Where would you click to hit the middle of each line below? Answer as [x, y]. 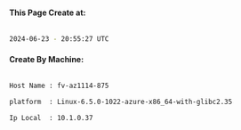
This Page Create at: [48, 12]
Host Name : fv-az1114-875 [59, 86]
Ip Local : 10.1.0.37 [51, 118]
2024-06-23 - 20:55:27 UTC [59, 39]
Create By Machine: [47, 59]
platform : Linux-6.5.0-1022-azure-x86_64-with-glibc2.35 [121, 102]
